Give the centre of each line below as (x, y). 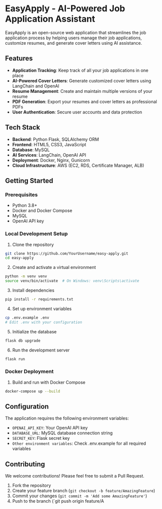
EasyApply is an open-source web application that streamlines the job (76, 32)
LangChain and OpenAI (36, 86)
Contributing (25, 464)
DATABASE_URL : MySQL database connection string (62, 433)
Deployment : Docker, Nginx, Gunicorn (51, 160)
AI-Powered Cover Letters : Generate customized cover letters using (81, 80)
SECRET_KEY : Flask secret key (41, 438)
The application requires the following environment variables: (67, 418)
